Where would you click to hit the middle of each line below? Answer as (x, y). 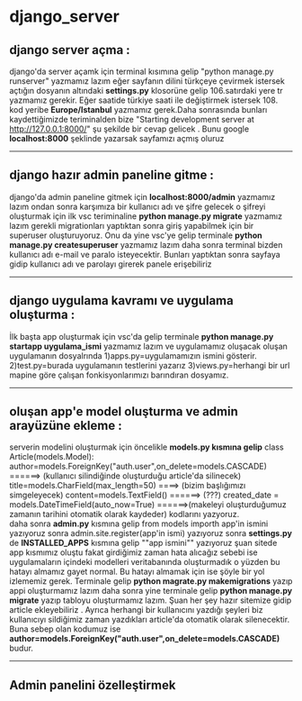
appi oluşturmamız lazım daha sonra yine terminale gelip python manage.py (151, 591)
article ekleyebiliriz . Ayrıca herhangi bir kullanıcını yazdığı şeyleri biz (136, 610)
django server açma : (70, 50)
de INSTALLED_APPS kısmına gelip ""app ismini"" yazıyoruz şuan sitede (143, 543)
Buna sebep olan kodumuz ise (65, 629)
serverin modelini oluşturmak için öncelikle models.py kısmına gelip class (147, 447)
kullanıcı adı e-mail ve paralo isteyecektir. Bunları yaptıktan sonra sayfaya (145, 254)
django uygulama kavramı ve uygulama (121, 300)
